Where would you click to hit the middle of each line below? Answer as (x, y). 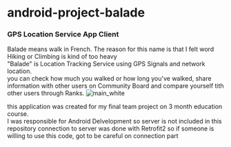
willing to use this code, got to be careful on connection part (93, 136)
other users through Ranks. (46, 93)
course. (18, 114)
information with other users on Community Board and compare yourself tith (115, 86)
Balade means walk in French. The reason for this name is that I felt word (111, 49)
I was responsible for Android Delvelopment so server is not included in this (114, 121)
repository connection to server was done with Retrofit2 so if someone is (111, 128)
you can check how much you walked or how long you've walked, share (109, 79)
